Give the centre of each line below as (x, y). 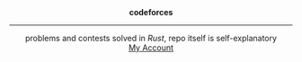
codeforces (151, 12)
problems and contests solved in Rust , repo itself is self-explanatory (151, 38)
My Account (151, 48)
